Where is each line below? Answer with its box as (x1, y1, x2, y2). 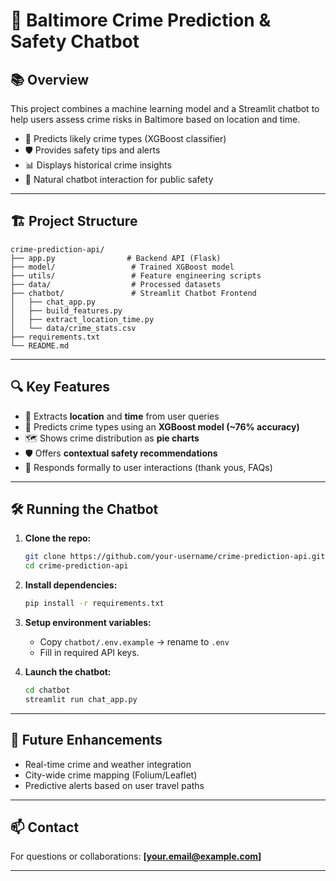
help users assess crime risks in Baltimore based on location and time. (10, 114, 301, 125)
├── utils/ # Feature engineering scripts (10, 270, 262, 281)
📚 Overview (10, 71, 90, 88)
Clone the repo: (24, 532, 92, 544)
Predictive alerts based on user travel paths (24, 779, 205, 791)
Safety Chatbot (10, 30, 140, 53)
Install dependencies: (24, 579, 118, 591)
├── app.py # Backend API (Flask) (10, 253, 222, 263)
